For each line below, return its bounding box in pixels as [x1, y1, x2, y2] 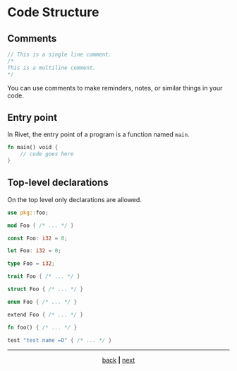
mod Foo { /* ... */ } [7, 222, 74, 229]
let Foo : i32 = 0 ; [7, 247, 61, 254]
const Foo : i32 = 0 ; [7, 235, 68, 242]
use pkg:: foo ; [7, 209, 49, 216]
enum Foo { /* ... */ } [7, 298, 78, 305]
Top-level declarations [7, 177, 109, 189]
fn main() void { [7, 144, 59, 151]
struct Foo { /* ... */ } [7, 285, 83, 293]
